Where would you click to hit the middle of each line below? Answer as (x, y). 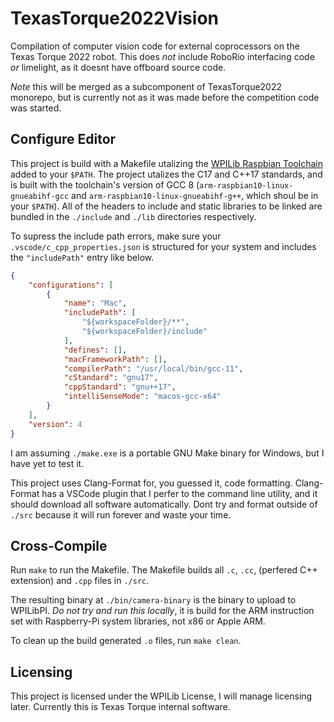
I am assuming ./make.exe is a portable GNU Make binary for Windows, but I (167, 453)
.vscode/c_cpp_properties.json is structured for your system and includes (163, 246)
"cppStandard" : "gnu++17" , (120, 387)
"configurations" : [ (71, 285)
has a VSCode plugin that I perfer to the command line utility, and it (179, 493)
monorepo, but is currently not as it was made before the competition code (165, 97)
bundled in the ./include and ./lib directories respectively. (133, 216)
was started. (36, 108)
